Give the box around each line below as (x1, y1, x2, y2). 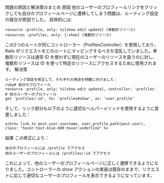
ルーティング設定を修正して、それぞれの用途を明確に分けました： (5, 77, 117, 82)
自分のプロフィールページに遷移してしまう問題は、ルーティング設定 (22, 10, 159, 16)
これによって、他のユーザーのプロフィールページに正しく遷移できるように (5, 160, 155, 166)
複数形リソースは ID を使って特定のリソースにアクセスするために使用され (5, 61, 153, 66)
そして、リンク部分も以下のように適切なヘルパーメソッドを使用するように (5, 105, 155, 111)
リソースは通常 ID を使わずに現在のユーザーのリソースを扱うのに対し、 (13, 54, 158, 60)
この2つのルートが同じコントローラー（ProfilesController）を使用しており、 (5, 42, 159, 48)
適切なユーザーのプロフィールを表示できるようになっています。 (26, 173, 155, 178)
